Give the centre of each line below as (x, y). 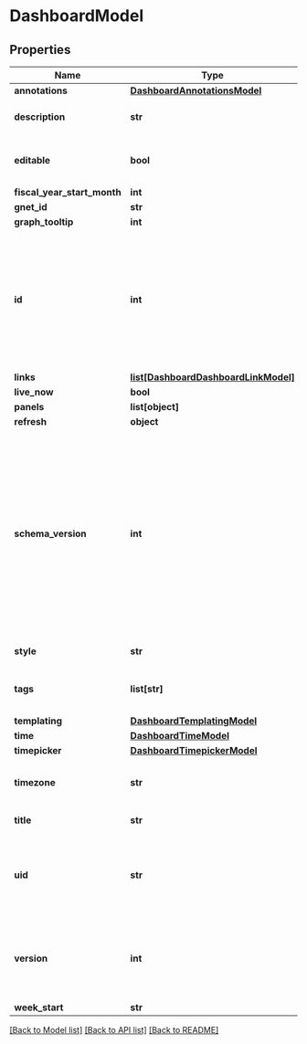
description (40, 117)
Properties (40, 50)
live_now (34, 392)
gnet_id (31, 207)
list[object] (155, 407)
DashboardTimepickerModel (194, 750)
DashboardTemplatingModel (194, 721)
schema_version (50, 533)
